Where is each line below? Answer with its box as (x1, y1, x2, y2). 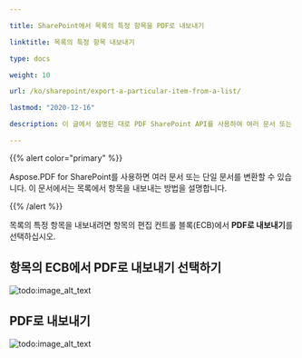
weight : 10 (9, 70, 51, 80)
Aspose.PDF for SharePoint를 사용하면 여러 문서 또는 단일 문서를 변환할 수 (9, 171, 276, 182)
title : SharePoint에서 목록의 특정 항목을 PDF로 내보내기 (9, 21, 205, 30)
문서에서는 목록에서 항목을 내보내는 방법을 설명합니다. (37, 183, 228, 194)
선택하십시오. (9, 231, 56, 242)
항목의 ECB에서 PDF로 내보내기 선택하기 (9, 260, 222, 275)
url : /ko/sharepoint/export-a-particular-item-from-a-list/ (9, 87, 242, 96)
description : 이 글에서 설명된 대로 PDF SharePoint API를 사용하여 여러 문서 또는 (9, 120, 292, 129)
